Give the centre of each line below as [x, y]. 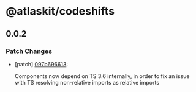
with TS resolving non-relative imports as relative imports [87, 82]
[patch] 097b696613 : [41, 64]
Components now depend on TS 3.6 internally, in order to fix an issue [102, 76]
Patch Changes [29, 51]
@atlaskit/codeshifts [60, 11]
